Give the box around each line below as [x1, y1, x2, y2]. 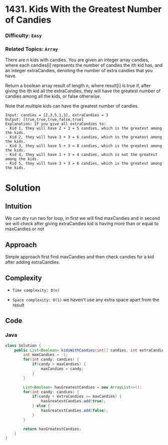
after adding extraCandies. [5, 259, 60, 265]
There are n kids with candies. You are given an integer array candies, [5, 57, 149, 63]
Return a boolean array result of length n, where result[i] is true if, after [5, 83, 151, 89]
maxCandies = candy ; [40, 366, 84, 372]
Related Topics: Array [5, 46, 58, 53]
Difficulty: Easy [5, 32, 42, 39]
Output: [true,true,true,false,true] [5, 117, 84, 122]
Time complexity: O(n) [12, 288, 60, 293]
